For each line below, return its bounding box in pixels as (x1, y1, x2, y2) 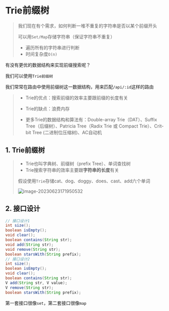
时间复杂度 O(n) (25, 51, 58, 57)
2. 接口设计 (5, 204, 40, 213)
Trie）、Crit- (139, 123, 164, 129)
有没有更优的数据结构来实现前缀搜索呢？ (5, 62, 91, 68)
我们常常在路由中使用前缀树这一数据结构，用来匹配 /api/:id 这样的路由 (5, 83, 154, 90)
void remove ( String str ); (5, 247, 60, 252)
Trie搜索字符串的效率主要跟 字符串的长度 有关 (25, 167, 119, 173)
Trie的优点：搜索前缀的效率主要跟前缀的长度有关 (25, 95, 128, 101)
